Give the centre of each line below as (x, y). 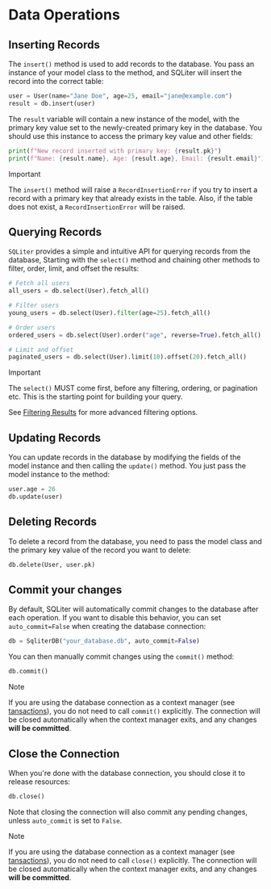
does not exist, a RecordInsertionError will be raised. (97, 207)
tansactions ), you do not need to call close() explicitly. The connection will (133, 860)
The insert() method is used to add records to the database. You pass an (131, 64)
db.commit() (28, 672)
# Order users (32, 327)
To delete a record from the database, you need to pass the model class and (135, 541)
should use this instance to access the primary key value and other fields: (131, 136)
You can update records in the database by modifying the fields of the (125, 457)
